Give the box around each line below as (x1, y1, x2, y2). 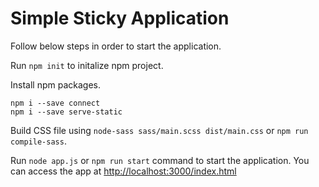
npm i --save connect (10, 98, 101, 108)
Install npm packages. (10, 78, 101, 91)
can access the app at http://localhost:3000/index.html (10, 165, 237, 177)
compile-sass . (10, 135, 67, 147)
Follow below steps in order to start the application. (10, 40, 222, 52)
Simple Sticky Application (10, 7, 230, 30)
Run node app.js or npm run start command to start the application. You (10, 154, 310, 166)
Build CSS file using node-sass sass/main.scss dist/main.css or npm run (10, 124, 309, 136)
